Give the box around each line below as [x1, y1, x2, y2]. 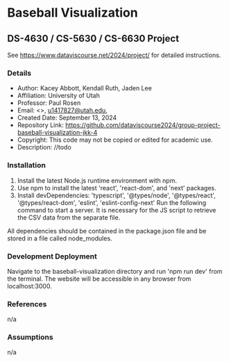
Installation [7, 161, 46, 170]
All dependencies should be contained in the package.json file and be [7, 227, 207, 235]
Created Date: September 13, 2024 [17, 113, 117, 122]
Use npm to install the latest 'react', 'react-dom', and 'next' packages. [17, 183, 217, 192]
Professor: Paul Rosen [17, 99, 81, 107]
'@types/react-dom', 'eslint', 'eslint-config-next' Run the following [17, 198, 207, 206]
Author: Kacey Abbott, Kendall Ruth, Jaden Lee [17, 84, 153, 92]
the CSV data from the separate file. [17, 213, 121, 222]
